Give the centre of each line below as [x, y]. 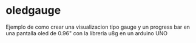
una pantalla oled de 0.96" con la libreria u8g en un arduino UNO [87, 33]
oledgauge [33, 10]
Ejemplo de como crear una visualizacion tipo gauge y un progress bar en [98, 27]
